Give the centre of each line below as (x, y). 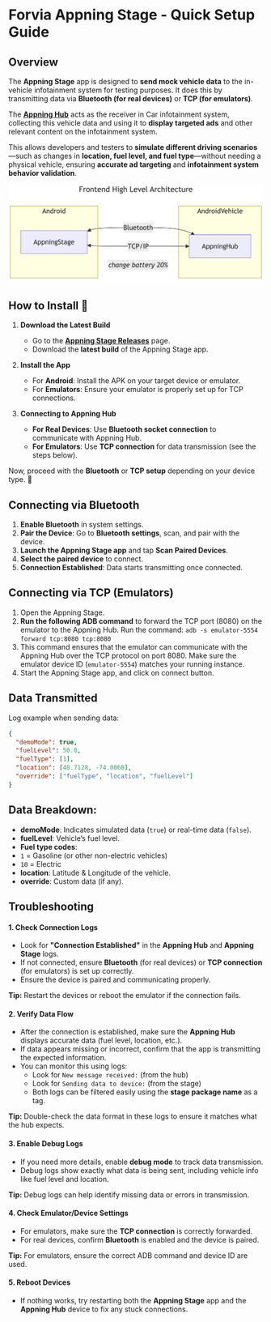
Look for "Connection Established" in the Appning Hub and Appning (137, 945)
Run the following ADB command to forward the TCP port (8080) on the (141, 620)
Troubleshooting (51, 906)
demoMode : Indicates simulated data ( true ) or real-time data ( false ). (136, 829)
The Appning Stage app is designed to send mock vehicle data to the (125, 81)
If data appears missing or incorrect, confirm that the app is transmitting (140, 1049)
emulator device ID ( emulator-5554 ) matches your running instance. (132, 664)
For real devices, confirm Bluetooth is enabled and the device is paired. (140, 1239)
